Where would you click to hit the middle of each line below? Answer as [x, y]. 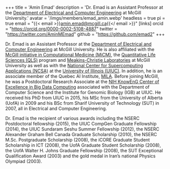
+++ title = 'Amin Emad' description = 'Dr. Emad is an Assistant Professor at [84, 7]
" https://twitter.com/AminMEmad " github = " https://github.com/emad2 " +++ [85, 34]
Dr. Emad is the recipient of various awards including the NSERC [73, 118]
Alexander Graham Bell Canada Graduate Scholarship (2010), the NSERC [81, 134]
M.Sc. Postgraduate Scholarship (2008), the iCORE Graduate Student [78, 140]
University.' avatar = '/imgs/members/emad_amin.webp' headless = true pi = [85, 18]
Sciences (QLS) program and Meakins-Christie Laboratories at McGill [78, 60]
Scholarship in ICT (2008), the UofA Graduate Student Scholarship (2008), [83, 145]
